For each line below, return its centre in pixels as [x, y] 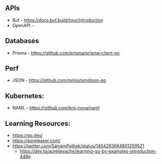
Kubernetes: [25, 96]
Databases [22, 41]
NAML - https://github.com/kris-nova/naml [56, 108]
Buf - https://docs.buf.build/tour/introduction [58, 20]
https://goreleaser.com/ [36, 141]
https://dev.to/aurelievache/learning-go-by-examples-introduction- [88, 151]
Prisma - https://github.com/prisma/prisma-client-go [66, 53]
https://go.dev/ [27, 135]
